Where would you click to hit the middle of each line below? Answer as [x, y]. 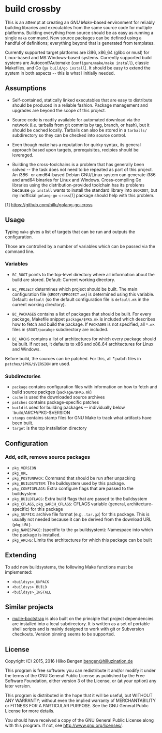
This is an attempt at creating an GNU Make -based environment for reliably [80, 22]
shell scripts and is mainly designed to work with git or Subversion [78, 629]
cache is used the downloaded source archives [58, 397]
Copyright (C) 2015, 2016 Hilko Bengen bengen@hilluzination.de [69, 661]
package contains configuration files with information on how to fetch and [85, 387]
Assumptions [26, 88]
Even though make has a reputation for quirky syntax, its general [76, 145]
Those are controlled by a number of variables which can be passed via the [80, 246]
